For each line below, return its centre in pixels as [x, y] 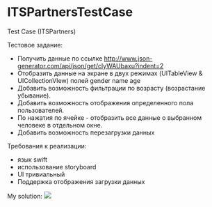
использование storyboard [57, 167]
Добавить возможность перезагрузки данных [86, 132]
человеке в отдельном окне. [60, 125]
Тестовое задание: [35, 45]
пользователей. [41, 110]
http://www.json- [128, 58]
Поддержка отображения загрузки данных [81, 181]
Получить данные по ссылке [60, 58]
